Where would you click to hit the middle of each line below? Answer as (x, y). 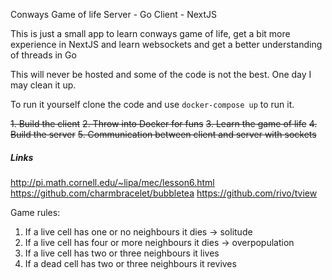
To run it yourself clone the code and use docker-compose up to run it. (152, 104)
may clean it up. (43, 85)
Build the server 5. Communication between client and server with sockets (163, 134)
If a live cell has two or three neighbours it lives (122, 253)
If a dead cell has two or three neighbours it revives (130, 263)
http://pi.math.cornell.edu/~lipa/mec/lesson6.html (112, 182)
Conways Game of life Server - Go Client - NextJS (113, 14)
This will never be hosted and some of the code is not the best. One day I (161, 74)
